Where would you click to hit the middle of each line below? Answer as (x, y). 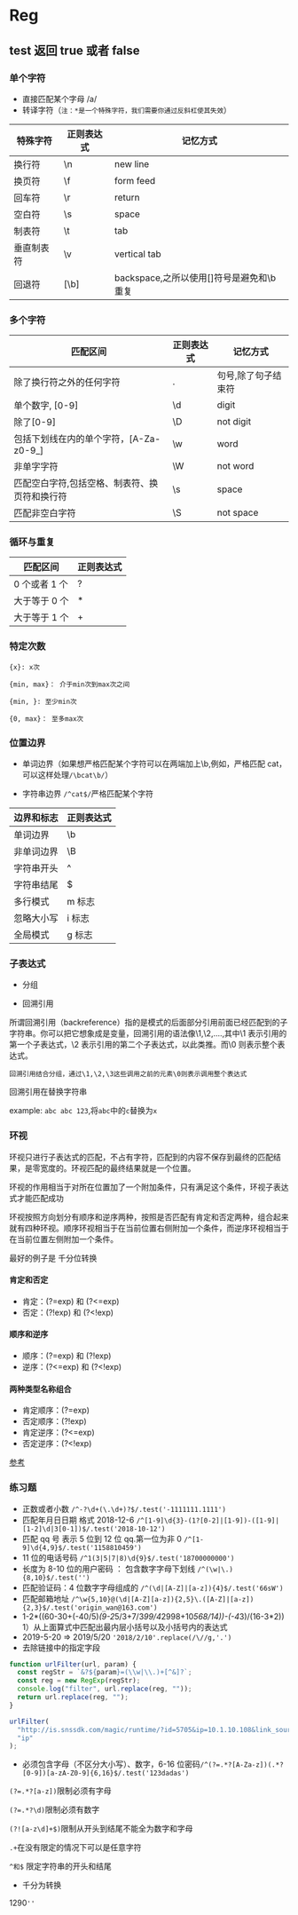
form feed (135, 180)
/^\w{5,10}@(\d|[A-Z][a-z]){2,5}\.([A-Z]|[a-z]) (162, 1599)
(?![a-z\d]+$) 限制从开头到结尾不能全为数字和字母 (101, 1829)
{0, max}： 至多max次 (47, 719)
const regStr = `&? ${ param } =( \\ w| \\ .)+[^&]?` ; (105, 1673)
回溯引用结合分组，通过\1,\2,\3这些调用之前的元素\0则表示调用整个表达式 (128, 1074)
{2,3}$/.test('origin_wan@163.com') (90, 1608)
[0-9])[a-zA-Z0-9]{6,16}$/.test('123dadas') (106, 1773)
